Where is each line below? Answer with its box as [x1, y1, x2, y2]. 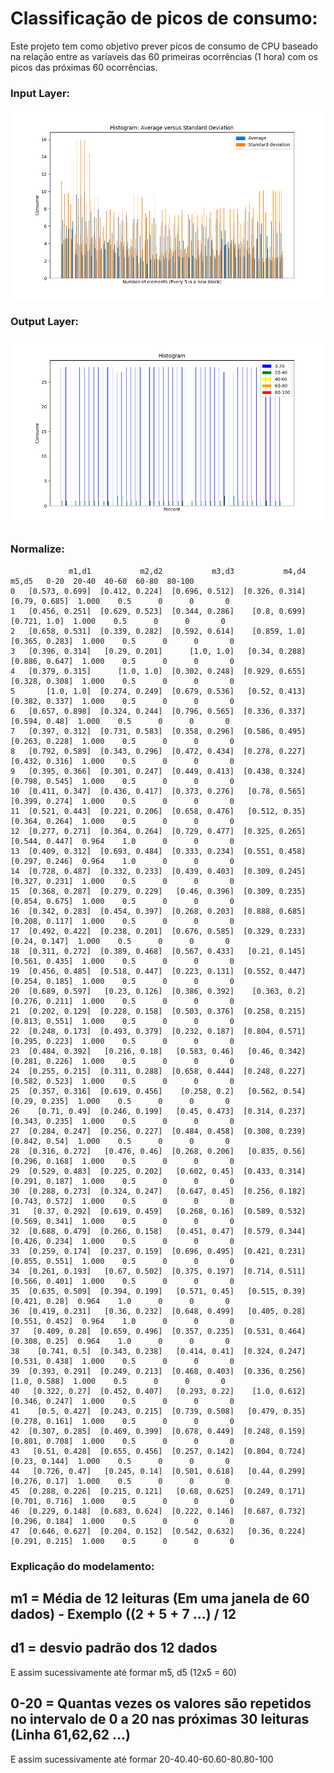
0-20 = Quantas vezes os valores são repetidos [10, 1695, 312, 1712]
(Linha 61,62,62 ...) [10, 1727, 131, 1744]
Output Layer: [10, 314, 80, 328]
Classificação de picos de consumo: [10, 7, 318, 30]
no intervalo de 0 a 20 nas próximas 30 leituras [10, 1711, 310, 1728]
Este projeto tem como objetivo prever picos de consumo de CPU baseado [10, 40, 318, 52]
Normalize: [10, 542, 65, 556]
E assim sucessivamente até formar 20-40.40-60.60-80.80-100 [10, 1753, 274, 1765]
